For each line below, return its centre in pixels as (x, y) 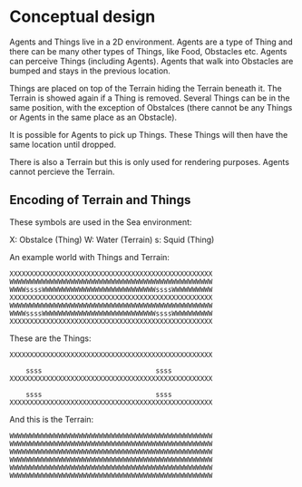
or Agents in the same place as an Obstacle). (93, 117)
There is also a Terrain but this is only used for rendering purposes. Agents (150, 161)
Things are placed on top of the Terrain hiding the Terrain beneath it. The (146, 88)
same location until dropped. (63, 144)
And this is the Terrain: (52, 419)
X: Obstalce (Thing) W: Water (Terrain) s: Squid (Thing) (112, 239)
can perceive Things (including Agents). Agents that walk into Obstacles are (151, 61)
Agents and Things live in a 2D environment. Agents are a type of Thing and (151, 42)
